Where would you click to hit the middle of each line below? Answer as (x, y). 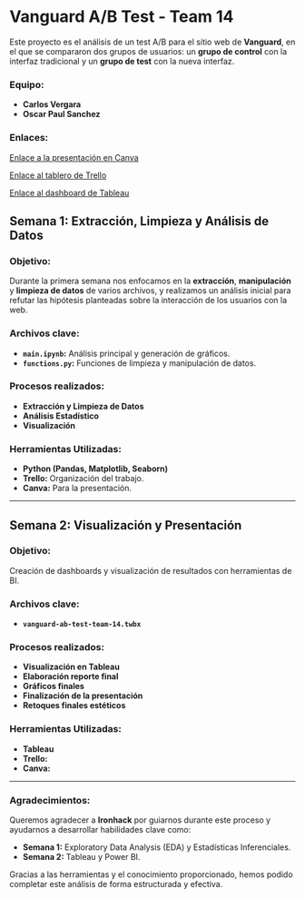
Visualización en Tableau (71, 667)
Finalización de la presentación (83, 696)
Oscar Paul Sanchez (61, 114)
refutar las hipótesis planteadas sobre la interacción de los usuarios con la (148, 301)
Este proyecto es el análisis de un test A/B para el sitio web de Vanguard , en (152, 42)
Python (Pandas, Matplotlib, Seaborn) (95, 469)
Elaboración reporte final (70, 676)
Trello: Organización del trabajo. (83, 479)
